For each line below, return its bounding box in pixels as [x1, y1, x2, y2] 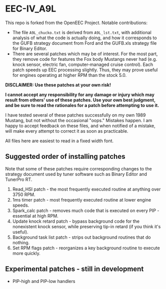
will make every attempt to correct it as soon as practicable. [5, 128, 128, 134]
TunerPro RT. [5, 176, 32, 182]
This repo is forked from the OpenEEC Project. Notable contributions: [5, 20, 147, 26]
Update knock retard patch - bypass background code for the [12, 218, 140, 224]
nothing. [12, 239, 30, 245]
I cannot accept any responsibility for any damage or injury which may [5, 91, 155, 98]
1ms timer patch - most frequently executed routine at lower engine [12, 197, 151, 203]
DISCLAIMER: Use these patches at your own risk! [5, 81, 111, 88]
